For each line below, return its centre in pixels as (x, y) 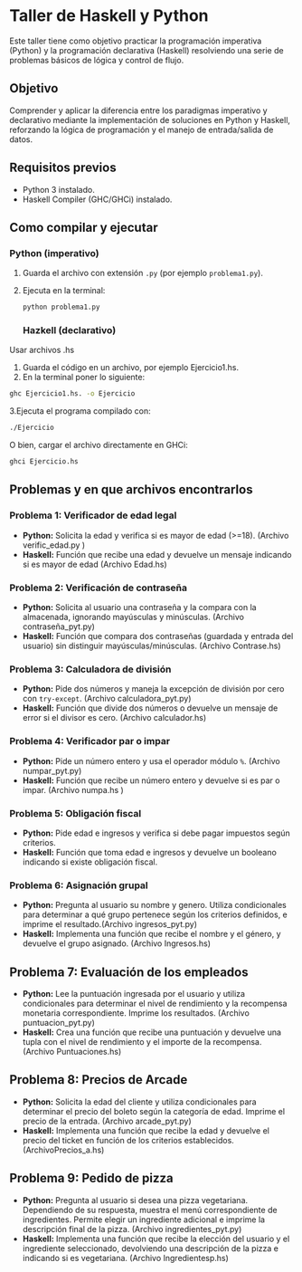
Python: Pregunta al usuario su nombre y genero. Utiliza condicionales (155, 905)
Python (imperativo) (54, 253)
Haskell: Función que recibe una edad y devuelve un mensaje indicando (157, 554)
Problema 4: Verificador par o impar (90, 741)
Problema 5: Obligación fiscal (75, 813)
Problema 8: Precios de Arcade (99, 1080)
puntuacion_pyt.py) (58, 1023)
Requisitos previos (63, 168)
